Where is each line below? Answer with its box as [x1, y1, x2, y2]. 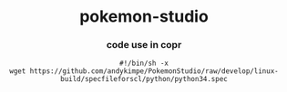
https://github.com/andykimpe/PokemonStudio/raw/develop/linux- [29, 67, 280, 76]
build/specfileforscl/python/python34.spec [60, 75, 228, 84]
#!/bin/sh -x [119, 59, 169, 69]
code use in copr [106, 39, 182, 51]
